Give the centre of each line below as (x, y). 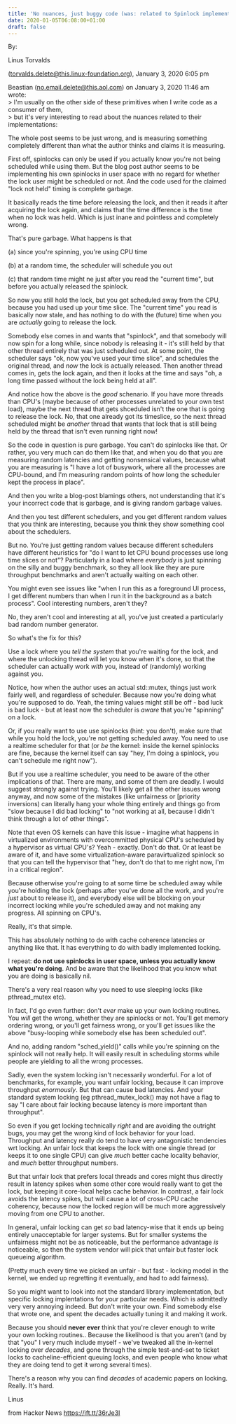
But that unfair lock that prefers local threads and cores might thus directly (116, 1177)
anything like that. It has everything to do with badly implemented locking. (114, 948)
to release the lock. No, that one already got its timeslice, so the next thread (117, 417)
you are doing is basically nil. (50, 976)
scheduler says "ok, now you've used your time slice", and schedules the (113, 359)
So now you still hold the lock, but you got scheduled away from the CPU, (114, 300)
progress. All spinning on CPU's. (55, 913)
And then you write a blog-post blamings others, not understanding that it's (117, 496)
